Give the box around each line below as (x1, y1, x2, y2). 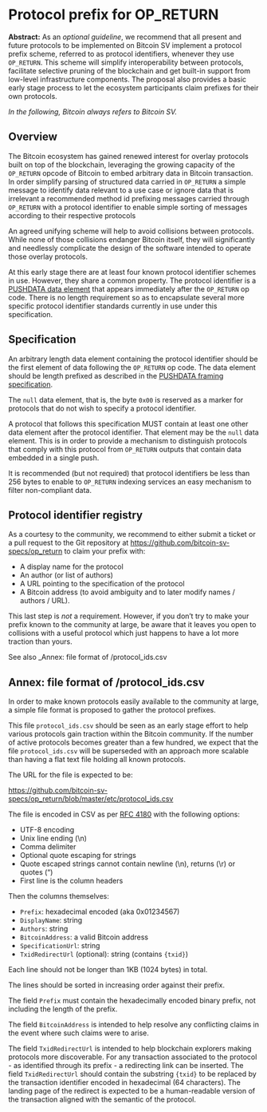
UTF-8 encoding (19, 825, 75, 835)
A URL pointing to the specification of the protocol (19, 579, 185, 589)
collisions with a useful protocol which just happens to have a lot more (8, 629, 239, 638)
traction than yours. (8, 637, 73, 646)
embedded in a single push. (8, 453, 100, 463)
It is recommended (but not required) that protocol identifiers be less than (8, 468, 250, 478)
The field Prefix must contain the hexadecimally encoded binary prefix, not (8, 996, 257, 1006)
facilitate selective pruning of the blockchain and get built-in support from (8, 66, 251, 75)
